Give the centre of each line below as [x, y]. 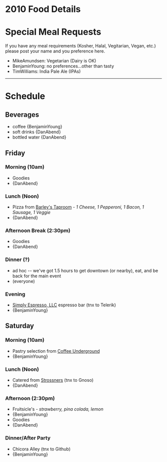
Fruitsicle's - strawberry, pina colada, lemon [58, 409]
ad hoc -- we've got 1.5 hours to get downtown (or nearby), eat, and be [85, 270]
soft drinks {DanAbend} [37, 132]
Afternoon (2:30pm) [30, 398]
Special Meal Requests [53, 32]
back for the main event [37, 276]
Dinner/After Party [28, 438]
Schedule [25, 96]
